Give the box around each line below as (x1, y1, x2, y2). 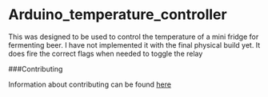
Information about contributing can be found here (8, 80, 172, 89)
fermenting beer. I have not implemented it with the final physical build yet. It (8, 40, 261, 49)
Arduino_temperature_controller (8, 6, 227, 24)
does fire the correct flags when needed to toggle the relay (8, 48, 203, 58)
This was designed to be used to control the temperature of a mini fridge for (8, 32, 259, 41)
